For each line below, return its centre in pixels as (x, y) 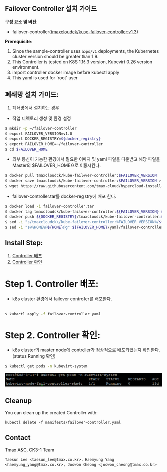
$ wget (12, 186)
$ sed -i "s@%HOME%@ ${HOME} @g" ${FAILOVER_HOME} (56, 228)
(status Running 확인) (34, 356)
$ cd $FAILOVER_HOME (27, 149)
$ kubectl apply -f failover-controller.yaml (53, 314)
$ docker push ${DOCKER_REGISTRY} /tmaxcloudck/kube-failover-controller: (83, 217)
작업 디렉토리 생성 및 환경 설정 (42, 118)
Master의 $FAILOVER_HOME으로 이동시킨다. (56, 165)
